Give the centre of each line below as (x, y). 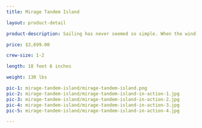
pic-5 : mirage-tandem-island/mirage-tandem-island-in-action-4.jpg (93, 110)
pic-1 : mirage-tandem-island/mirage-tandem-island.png (77, 88)
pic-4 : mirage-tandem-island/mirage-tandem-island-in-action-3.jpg (93, 105)
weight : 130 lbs (27, 77)
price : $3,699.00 (28, 45)
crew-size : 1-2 (25, 56)
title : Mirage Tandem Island (43, 12)
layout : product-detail (36, 23)
